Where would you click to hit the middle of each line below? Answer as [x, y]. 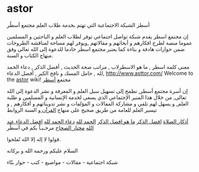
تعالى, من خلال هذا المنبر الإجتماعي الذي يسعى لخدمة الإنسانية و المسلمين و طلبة [97, 97]
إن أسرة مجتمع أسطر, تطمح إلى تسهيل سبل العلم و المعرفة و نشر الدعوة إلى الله [97, 91]
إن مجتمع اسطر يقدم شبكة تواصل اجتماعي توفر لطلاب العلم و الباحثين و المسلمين [98, 36]
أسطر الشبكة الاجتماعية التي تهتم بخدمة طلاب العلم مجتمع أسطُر [78, 25]
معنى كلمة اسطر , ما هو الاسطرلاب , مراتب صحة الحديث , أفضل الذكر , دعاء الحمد [98, 66]
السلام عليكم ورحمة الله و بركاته [42, 151]
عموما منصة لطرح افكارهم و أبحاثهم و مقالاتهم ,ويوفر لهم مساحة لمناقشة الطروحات [99, 43]
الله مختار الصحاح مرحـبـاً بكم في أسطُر [50, 128]
